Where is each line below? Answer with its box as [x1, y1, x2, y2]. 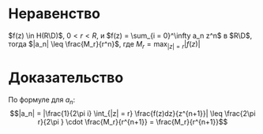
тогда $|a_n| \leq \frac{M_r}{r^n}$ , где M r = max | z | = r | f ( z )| [8, 39, 201, 50]
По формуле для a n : [8, 95, 76, 106]
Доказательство [8, 69, 124, 87]
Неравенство [8, 5, 101, 23]
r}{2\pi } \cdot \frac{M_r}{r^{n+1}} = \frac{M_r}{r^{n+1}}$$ [37, 117, 228, 127]
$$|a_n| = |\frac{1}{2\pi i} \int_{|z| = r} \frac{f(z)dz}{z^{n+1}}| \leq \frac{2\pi [9, 109, 256, 118]
